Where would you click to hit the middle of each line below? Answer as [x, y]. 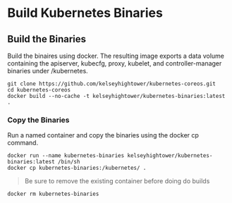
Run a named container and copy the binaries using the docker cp [103, 135]
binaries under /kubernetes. [48, 71]
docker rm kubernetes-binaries [53, 194]
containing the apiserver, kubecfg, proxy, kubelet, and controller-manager [115, 63]
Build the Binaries [47, 39]
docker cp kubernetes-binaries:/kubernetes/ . [77, 168]
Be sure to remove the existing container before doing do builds [117, 181]
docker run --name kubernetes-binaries [66, 156]
